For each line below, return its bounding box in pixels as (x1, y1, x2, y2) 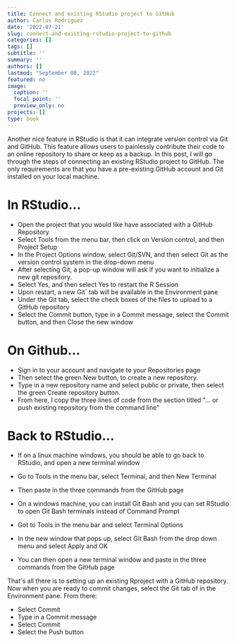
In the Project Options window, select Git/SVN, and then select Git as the (17, 250, 228, 258)
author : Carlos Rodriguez (7, 17, 83, 24)
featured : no (7, 75, 46, 83)
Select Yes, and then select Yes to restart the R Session (17, 280, 179, 289)
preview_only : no (13, 102, 65, 109)
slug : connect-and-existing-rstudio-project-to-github (7, 30, 172, 37)
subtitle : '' (7, 50, 46, 57)
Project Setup (17, 243, 58, 251)
